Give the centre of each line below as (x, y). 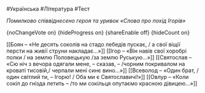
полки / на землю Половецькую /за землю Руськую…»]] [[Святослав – (99, 57)
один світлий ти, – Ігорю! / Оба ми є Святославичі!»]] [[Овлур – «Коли (98, 77)
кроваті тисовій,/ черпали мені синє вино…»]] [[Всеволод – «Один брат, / (102, 70)
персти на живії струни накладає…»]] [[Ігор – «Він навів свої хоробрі (97, 51)
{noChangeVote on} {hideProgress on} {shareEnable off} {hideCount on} (98, 32)
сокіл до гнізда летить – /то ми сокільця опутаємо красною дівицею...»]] (102, 83)
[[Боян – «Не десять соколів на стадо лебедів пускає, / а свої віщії (94, 44)
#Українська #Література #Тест (48, 9)
